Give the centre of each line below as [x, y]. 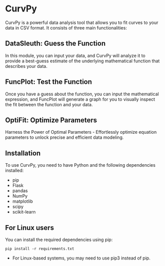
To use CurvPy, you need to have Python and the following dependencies [80, 165]
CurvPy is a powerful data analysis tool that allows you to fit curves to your [82, 22]
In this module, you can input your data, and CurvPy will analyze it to [75, 55]
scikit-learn [24, 212]
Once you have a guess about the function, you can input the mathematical [82, 94]
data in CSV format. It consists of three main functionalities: [66, 27]
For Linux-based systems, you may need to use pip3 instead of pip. [81, 258]
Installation [23, 153]
